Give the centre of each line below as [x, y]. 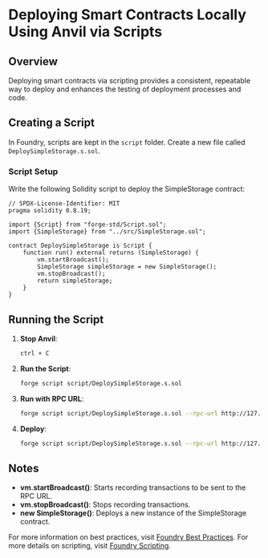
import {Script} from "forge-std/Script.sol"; [87, 225]
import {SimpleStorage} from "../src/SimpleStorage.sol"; [107, 232]
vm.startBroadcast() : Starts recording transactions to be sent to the [133, 487]
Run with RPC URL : [52, 398]
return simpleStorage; [75, 281]
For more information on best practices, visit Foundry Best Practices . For [128, 537]
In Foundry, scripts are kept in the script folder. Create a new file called [127, 142]
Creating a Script [51, 123]
